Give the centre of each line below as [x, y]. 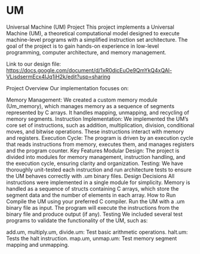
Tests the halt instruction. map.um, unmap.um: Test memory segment [92, 238]
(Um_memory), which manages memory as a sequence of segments [90, 106]
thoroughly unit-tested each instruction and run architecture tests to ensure [99, 169]
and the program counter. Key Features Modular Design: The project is [93, 151]
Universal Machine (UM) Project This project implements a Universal [90, 27]
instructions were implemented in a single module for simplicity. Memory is [98, 182]
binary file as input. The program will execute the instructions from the [93, 207]
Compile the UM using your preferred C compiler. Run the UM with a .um [96, 201]
